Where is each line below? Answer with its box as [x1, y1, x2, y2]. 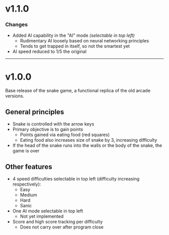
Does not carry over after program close [20, 224, 104, 230]
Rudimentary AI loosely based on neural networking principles [20, 38, 149, 44]
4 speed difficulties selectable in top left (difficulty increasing [12, 176, 140, 182]
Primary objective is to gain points [12, 127, 83, 133]
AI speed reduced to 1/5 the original [12, 48, 87, 54]
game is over [12, 148, 40, 154]
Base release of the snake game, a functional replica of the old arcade [5, 88, 151, 94]
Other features [5, 162, 52, 171]
